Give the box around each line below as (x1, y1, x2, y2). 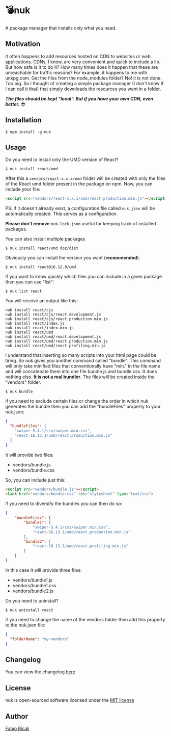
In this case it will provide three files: (5, 567, 82, 573)
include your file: (5, 186, 41, 192)
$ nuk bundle (5, 389, 33, 395)
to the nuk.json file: (5, 622, 46, 628)
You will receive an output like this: (5, 298, 78, 304)
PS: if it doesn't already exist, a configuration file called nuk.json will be (5, 205, 155, 212)
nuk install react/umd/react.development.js (5, 334, 101, 339)
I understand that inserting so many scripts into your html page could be (5, 352, 157, 358)
